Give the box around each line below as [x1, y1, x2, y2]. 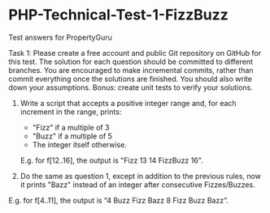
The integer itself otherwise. [32, 139, 128, 149]
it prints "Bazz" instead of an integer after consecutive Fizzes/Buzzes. [20, 180, 255, 190]
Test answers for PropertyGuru [8, 32, 112, 42]
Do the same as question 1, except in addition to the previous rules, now [20, 171, 262, 181]
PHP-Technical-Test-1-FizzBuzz [8, 6, 229, 24]
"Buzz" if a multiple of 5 [32, 131, 112, 141]
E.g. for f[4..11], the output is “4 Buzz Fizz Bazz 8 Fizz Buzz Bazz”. [8, 195, 229, 205]
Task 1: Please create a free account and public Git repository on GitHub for [8, 48, 262, 58]
